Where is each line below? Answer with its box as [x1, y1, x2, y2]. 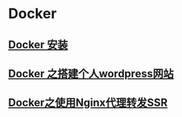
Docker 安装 [8, 38, 69, 51]
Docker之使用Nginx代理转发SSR [8, 96, 168, 110]
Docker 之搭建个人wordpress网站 [8, 67, 174, 80]
